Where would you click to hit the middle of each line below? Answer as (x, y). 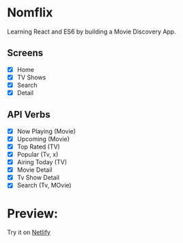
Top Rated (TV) (38, 146)
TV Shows (31, 77)
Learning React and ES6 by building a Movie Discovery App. (91, 31)
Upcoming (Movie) (43, 139)
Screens (25, 53)
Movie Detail (34, 170)
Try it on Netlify (29, 232)
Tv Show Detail (38, 178)
